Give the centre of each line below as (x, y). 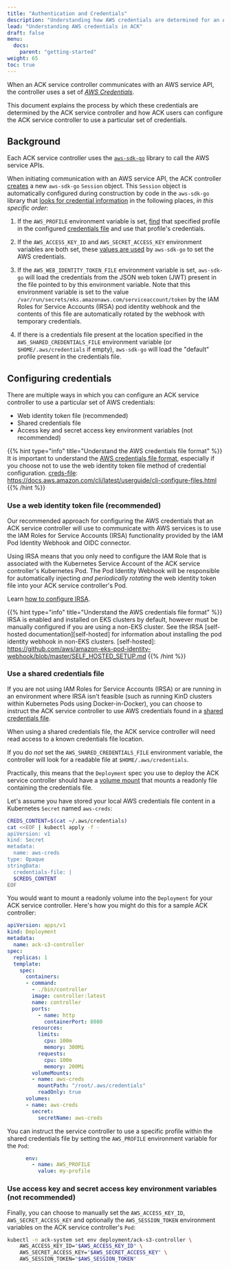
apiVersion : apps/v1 (37, 926)
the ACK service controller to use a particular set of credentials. (97, 120)
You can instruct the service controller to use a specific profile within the (110, 1131)
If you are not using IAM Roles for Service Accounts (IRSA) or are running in (114, 689)
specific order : (28, 208)
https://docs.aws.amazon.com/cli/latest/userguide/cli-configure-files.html (112, 481)
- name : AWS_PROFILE (61, 1165)
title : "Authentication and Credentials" (67, 13)
